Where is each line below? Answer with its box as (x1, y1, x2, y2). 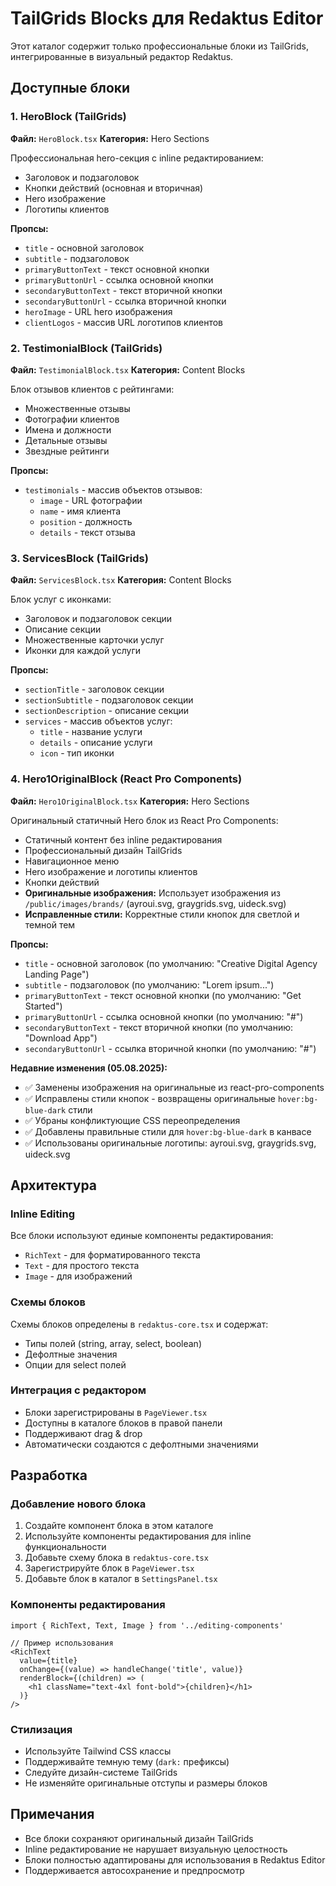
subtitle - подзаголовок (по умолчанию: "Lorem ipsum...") (24, 978, 275, 991)
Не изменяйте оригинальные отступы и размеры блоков (24, 1777, 268, 1789)
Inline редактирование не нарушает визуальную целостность (24, 1843, 288, 1855)
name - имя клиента (39, 505, 122, 517)
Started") (24, 1000, 63, 1012)
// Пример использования (10, 1638, 114, 1648)
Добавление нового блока (10, 1497, 147, 1511)
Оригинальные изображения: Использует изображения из (24, 887, 281, 899)
